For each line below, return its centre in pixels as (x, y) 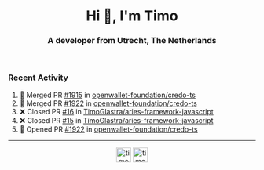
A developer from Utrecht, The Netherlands (132, 41)
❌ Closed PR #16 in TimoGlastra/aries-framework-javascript (116, 111)
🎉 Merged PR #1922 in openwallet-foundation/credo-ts (108, 103)
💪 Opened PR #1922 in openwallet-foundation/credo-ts (108, 129)
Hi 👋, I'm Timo (132, 16)
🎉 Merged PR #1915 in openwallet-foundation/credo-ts (108, 95)
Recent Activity (38, 78)
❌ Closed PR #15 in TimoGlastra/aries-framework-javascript (116, 120)
